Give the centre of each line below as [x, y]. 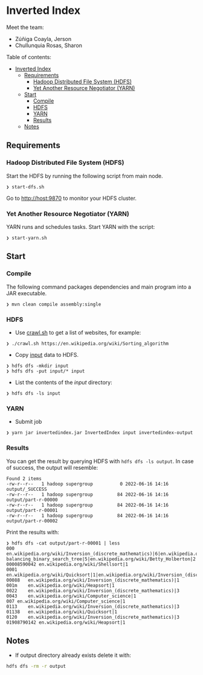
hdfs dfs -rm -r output [36, 667]
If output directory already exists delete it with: [73, 655]
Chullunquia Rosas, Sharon [49, 45]
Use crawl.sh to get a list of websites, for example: [78, 332]
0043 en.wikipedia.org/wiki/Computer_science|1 [71, 596]
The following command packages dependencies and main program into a [99, 287]
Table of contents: [29, 57]
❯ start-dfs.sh [25, 187]
